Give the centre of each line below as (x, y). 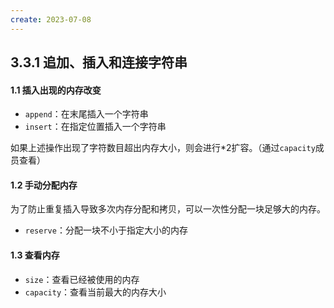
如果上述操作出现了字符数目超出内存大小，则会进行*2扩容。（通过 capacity (163, 148)
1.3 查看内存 (35, 255)
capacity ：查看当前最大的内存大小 (95, 292)
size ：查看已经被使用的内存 (82, 279)
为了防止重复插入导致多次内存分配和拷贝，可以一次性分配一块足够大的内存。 (168, 209)
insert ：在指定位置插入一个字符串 (95, 127)
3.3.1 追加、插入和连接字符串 (99, 62)
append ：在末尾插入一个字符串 (86, 114)
